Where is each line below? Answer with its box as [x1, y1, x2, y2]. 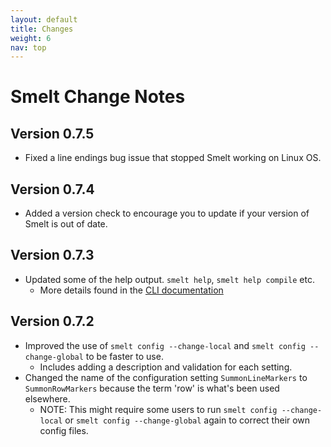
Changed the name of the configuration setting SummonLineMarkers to [24, 371, 308, 383]
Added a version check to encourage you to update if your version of [24, 207, 310, 220]
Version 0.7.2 [10, 313, 95, 330]
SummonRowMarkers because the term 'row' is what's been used [24, 382, 280, 394]
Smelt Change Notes [10, 86, 186, 108]
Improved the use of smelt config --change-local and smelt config [24, 339, 306, 351]
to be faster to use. [85, 350, 164, 362]
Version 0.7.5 [10, 125, 95, 142]
